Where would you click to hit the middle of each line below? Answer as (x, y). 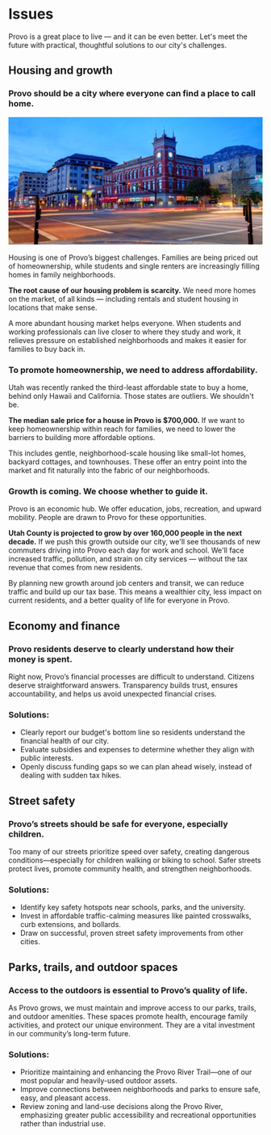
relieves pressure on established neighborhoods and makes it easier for (127, 340)
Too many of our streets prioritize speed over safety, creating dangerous (129, 852)
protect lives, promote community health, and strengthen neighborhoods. (130, 869)
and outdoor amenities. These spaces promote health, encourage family (128, 1017)
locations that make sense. (53, 307)
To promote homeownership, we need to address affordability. (133, 370)
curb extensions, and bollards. (70, 925)
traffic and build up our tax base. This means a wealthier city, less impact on (135, 592)
